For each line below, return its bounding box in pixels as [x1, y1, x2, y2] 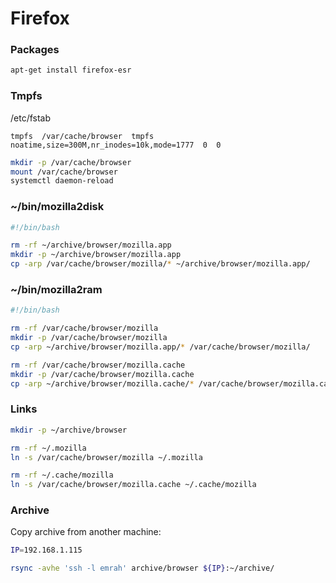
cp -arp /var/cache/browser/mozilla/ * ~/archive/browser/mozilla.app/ [10, 259, 311, 269]
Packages [10, 43, 60, 57]
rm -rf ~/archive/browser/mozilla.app [10, 240, 172, 251]
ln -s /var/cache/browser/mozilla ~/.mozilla [10, 452, 203, 462]
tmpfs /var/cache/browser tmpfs [10, 131, 155, 141]
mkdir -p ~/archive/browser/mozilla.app [10, 250, 182, 260]
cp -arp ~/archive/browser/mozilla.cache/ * [10, 378, 195, 389]
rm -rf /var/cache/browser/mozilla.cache [10, 360, 186, 370]
